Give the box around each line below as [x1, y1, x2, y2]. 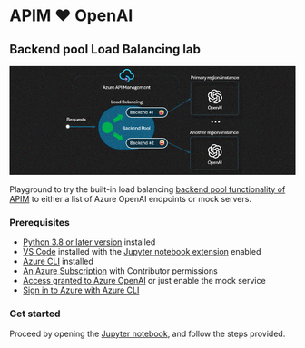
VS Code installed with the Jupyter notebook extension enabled [22, 246, 261, 257]
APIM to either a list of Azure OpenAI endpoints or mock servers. [9, 194, 252, 205]
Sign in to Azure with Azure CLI [22, 285, 140, 295]
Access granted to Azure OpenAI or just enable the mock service [22, 275, 266, 286]
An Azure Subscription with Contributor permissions [22, 266, 218, 276]
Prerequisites [9, 217, 70, 229]
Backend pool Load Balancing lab [9, 42, 202, 57]
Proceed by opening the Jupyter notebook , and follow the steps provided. [9, 328, 286, 339]
